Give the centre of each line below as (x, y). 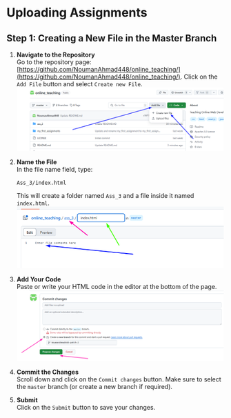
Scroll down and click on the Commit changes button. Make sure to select (119, 379)
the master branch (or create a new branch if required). (94, 386)
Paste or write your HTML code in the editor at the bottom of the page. (117, 286)
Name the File (37, 162)
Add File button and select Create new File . (79, 84)
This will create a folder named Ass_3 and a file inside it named (105, 195)
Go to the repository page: (54, 62)
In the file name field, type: (54, 169)
